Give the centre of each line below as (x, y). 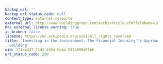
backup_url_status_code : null (36, 14)
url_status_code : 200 (27, 54)
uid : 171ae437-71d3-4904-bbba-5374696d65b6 (50, 50)
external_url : (19, 23)
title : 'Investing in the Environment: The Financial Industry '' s (73, 41)
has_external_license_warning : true (42, 27)
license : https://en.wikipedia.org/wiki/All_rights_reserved (68, 37)
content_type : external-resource (39, 18)
